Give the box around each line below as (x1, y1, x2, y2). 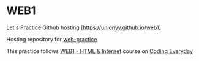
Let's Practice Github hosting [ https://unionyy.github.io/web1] (6, 24, 161, 31)
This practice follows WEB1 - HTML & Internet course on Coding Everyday (6, 47, 193, 55)
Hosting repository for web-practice (6, 35, 97, 43)
